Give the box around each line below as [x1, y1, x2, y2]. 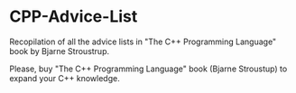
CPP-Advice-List [9, 6, 138, 27]
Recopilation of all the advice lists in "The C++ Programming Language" [9, 36, 277, 47]
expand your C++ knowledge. [9, 72, 120, 83]
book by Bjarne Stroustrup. [9, 45, 110, 56]
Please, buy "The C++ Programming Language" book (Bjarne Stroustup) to [9, 63, 288, 74]
